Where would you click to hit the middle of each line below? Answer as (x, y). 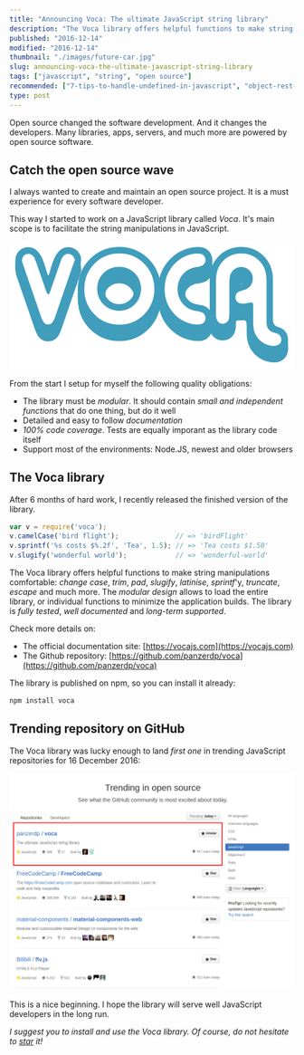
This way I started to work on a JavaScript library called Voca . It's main (142, 219)
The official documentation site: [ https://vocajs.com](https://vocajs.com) (158, 647)
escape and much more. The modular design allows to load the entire (139, 592)
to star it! (26, 1041)
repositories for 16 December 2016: (75, 760)
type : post (30, 95)
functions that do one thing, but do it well (99, 410)
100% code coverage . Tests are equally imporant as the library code (150, 429)
